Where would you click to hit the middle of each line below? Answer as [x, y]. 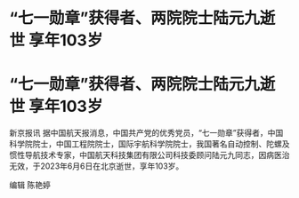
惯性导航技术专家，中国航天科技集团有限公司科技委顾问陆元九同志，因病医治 [149, 155]
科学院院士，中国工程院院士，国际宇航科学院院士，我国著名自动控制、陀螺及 [149, 144]
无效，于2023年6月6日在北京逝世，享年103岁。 [97, 166]
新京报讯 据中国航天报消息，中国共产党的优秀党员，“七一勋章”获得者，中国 [146, 133]
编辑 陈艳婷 [30, 185]
